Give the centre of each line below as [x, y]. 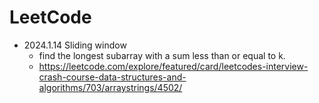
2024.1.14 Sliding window [75, 45]
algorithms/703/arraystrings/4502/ [110, 87]
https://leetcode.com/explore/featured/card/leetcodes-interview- [173, 66]
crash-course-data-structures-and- [112, 77]
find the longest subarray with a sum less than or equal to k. [162, 55]
